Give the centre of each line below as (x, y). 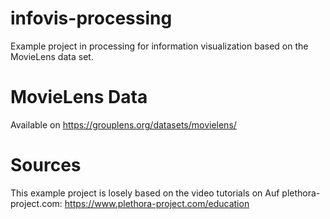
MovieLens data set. (52, 56)
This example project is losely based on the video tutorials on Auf (145, 193)
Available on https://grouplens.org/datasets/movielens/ (123, 124)
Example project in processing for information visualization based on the (159, 46)
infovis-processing (91, 18)
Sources (46, 165)
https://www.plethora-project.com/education (157, 203)
